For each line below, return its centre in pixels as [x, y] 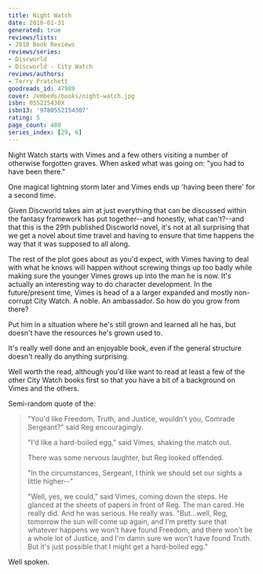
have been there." [37, 171]
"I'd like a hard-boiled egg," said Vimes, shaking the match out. [129, 442]
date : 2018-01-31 [37, 23]
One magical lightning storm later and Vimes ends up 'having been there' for [131, 186]
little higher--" [50, 481]
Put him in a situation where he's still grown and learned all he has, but [122, 324]
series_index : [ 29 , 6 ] [45, 132]
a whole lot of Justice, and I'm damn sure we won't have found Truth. [139, 538]
